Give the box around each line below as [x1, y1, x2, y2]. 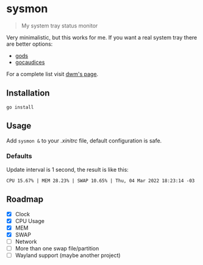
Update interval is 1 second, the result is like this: [6, 166, 129, 173]
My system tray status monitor [21, 22, 98, 29]
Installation [6, 88, 50, 99]
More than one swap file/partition [15, 244, 99, 252]
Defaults [6, 152, 32, 160]
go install [6, 104, 34, 110]
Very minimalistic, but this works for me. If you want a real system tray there [6, 34, 198, 41]
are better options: [6, 40, 53, 48]
